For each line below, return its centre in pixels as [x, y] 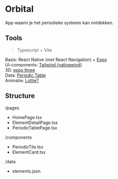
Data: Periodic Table [25, 75]
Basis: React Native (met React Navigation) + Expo [56, 60]
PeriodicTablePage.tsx [35, 128]
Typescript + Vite [35, 50]
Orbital [19, 9]
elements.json [26, 171]
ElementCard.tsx [29, 152]
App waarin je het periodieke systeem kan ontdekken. [59, 23]
